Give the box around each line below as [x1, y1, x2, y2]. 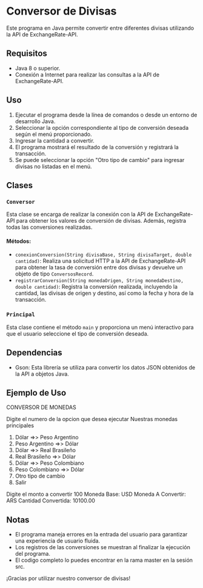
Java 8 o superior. [15, 64, 61, 72]
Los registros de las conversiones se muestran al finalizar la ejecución [15, 544, 191, 551]
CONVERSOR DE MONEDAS [6, 404, 77, 411]
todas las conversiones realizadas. [6, 223, 93, 231]
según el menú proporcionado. [15, 130, 92, 138]
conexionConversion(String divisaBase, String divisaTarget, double [15, 252, 192, 259]
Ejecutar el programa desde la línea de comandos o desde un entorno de [15, 111, 198, 118]
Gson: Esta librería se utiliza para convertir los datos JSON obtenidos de [15, 363, 196, 371]
